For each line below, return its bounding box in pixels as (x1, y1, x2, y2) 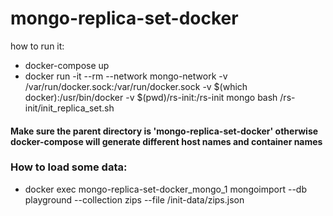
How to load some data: (10, 160, 128, 174)
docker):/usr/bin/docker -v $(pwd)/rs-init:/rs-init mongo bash (24, 91, 278, 103)
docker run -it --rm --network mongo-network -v (24, 70, 228, 82)
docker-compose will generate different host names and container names (10, 135, 323, 147)
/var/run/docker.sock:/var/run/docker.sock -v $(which (24, 80, 248, 92)
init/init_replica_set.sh (24, 102, 115, 114)
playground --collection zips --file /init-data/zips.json (24, 193, 245, 206)
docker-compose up (24, 59, 110, 71)
